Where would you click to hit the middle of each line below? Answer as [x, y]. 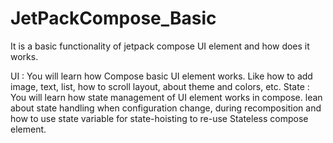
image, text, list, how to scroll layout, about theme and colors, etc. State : [160, 86]
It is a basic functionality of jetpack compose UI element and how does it [160, 46]
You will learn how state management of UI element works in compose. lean [166, 97]
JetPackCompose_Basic [113, 18]
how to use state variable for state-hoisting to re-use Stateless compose [159, 118]
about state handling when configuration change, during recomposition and [166, 108]
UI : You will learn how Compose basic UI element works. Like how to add [161, 76]
